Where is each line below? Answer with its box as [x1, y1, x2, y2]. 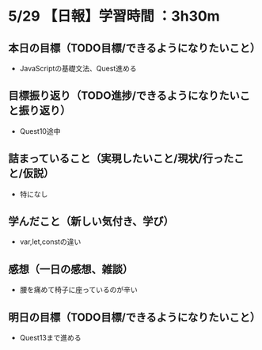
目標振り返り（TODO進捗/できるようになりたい [8, 89, 240, 103]
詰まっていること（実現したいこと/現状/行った [8, 152, 234, 165]
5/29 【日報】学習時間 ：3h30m [8, 7, 220, 25]
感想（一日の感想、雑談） [8, 262, 133, 276]
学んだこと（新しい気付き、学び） [8, 215, 174, 228]
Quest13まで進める [19, 333, 82, 343]
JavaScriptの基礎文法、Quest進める [19, 64, 137, 73]
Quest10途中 [19, 126, 61, 135]
